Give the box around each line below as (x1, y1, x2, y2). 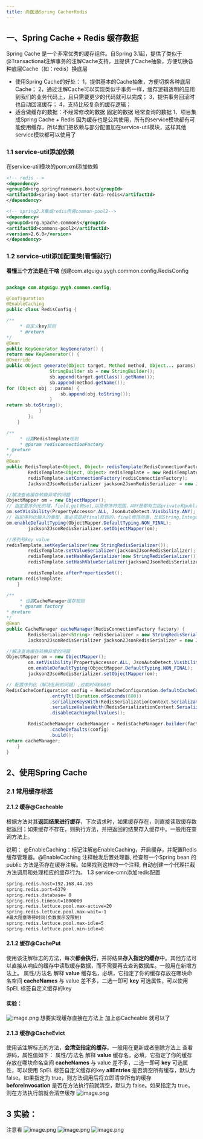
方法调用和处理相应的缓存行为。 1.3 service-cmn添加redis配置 (6, 869, 161, 876)
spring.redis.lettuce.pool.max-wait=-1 (6, 909, 107, 915)
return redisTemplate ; (6, 576, 63, 582)
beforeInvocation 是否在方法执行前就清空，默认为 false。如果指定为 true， (6, 1082, 193, 1089)
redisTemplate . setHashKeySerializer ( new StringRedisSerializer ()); (28, 553, 201, 560)
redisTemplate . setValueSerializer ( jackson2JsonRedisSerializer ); (28, 548, 196, 554)
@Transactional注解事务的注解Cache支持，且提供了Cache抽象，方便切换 (6, 58, 188, 65)
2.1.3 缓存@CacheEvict (6, 1029, 65, 1037)
